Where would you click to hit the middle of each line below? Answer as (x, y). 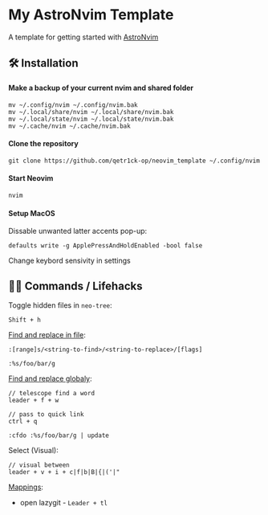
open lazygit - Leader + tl (64, 502)
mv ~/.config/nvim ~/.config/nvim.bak (73, 105)
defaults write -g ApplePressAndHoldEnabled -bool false (106, 246)
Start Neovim (31, 178)
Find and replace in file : (47, 334)
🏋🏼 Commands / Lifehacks (75, 286)
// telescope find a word (51, 393)
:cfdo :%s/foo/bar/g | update (59, 435)
